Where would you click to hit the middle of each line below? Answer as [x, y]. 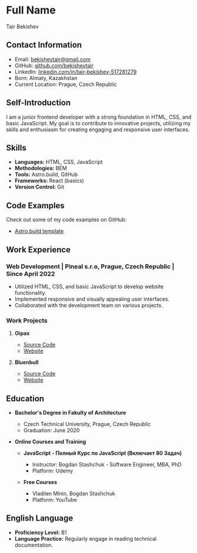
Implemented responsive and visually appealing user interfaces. [92, 299]
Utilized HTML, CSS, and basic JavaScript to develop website [89, 287]
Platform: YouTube [55, 499]
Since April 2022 [31, 274]
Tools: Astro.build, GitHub [46, 175]
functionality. [30, 292]
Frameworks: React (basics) [49, 181]
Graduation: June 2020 [51, 430]
